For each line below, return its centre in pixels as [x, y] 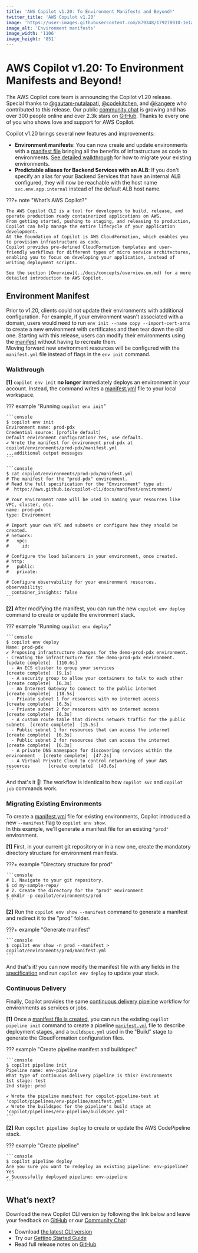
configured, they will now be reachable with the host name [86, 182]
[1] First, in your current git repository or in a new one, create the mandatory [98, 847]
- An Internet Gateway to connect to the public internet [84, 689]
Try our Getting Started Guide [51, 1238]
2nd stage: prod [26, 1086]
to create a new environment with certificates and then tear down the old [95, 329]
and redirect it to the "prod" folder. [48, 918]
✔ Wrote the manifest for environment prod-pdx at [70, 443]
